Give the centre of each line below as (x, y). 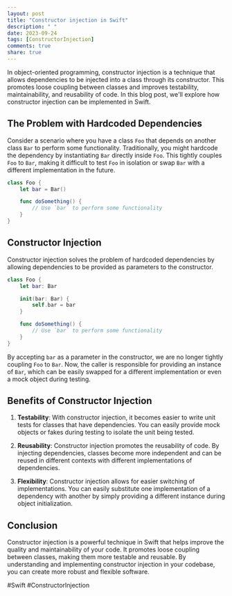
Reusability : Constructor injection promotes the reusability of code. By (118, 446)
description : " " (32, 26)
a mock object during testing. (49, 379)
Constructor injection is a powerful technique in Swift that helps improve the (116, 542)
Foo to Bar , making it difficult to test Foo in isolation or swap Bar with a (106, 162)
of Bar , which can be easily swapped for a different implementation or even (114, 371)
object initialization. (45, 504)
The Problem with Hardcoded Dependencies (105, 123)
